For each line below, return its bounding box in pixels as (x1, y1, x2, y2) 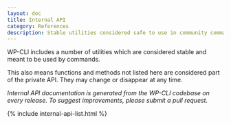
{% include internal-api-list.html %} (7, 110, 108, 118)
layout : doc (7, 10, 41, 17)
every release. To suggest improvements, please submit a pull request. (7, 97, 208, 105)
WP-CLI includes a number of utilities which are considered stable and (7, 48, 207, 56)
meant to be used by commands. (7, 55, 101, 64)
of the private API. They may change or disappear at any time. (7, 76, 184, 84)
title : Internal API (7, 16, 67, 23)
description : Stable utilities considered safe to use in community (7, 29, 208, 36)
